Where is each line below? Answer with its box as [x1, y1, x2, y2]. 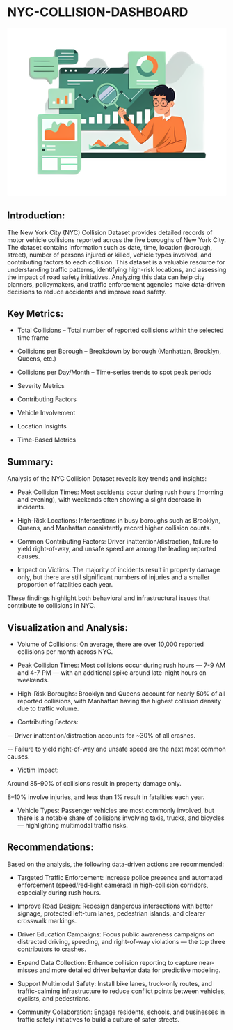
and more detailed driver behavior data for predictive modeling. [39, 966, 221, 974]
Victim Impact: [17, 766, 59, 775]
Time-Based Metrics [17, 435, 77, 444]
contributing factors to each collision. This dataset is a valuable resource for [7, 257, 225, 266]
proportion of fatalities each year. [17, 581, 113, 589]
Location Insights [17, 422, 67, 431]
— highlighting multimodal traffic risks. [17, 821, 129, 830]
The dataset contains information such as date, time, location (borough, [7, 243, 213, 251]
